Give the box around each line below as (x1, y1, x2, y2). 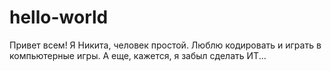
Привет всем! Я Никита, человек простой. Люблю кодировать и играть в (9, 39, 322, 51)
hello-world (9, 6, 109, 29)
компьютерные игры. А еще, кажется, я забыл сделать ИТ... (9, 49, 267, 61)
